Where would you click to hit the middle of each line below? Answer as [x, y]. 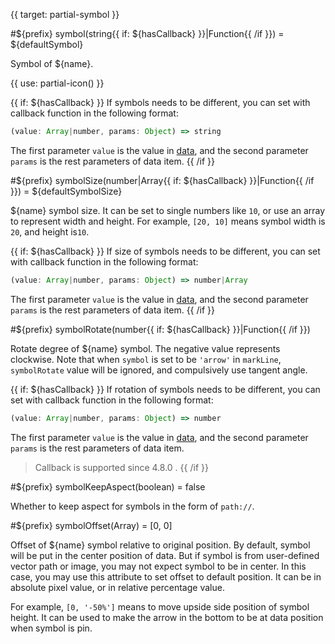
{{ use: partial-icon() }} [57, 83]
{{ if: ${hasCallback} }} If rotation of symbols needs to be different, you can [165, 389]
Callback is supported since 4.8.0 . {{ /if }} [121, 467]
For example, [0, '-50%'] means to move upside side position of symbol [160, 606]
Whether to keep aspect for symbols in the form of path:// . [132, 506]
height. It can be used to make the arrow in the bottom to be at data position [167, 617]
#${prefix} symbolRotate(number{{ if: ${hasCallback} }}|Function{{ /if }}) [160, 329]
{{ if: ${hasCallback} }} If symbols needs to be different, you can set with [160, 102]
